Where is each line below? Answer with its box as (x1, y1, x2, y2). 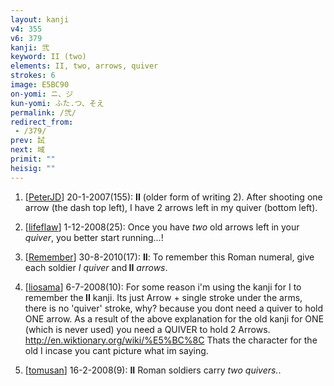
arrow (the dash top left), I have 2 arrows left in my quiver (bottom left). (24, 201, 318, 213)
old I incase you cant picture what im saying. (24, 344, 209, 356)
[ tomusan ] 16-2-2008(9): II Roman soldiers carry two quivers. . (24, 364, 282, 376)
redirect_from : (10, 117, 74, 127)
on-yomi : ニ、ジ (10, 89, 74, 99)
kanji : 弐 (10, 42, 50, 53)
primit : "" (10, 154, 56, 164)
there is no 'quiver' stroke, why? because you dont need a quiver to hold (24, 302, 324, 314)
